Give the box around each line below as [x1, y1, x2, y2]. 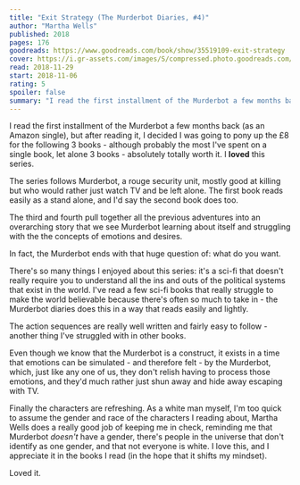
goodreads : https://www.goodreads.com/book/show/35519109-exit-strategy [9, 46, 286, 55]
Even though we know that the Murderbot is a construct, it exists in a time [9, 347, 280, 358]
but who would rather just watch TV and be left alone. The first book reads [9, 185, 284, 197]
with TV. [9, 386, 40, 397]
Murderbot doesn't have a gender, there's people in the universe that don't [9, 431, 284, 442]
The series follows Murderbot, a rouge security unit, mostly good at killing [9, 176, 281, 187]
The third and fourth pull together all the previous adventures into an [9, 212, 261, 223]
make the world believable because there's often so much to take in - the [9, 294, 279, 305]
